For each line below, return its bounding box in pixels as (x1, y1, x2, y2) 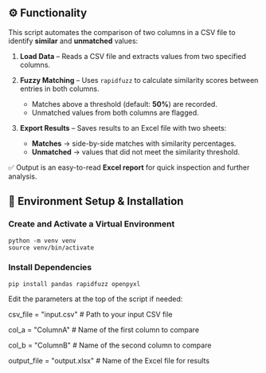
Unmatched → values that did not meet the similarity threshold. (31, 147, 241, 156)
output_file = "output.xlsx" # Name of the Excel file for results (8, 355, 209, 365)
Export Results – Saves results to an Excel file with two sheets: (19, 123, 227, 132)
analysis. (8, 171, 37, 181)
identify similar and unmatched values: (8, 36, 139, 45)
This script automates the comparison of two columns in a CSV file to (8, 27, 237, 37)
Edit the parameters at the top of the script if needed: (8, 294, 183, 304)
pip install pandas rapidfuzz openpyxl (8, 280, 141, 288)
